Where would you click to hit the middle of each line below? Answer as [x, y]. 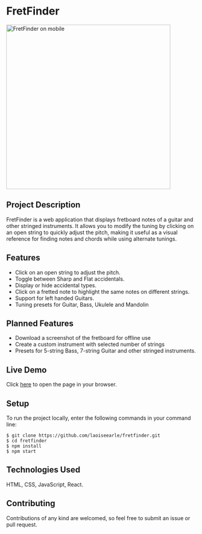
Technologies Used [43, 470]
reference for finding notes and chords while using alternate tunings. [92, 239]
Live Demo [27, 370]
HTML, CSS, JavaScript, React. [45, 484]
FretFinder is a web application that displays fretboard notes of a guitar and [100, 220]
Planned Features [40, 323]
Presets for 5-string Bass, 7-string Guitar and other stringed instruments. [105, 351]
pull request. [22, 524]
